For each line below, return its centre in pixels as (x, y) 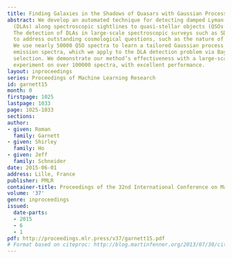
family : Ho (29, 148)
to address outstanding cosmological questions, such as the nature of (119, 39)
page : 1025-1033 (30, 110)
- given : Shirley (32, 142)
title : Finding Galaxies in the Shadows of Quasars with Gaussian (105, 13)
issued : (18, 207)
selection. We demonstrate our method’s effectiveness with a (105, 59)
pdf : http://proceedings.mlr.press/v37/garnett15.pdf (86, 238)
